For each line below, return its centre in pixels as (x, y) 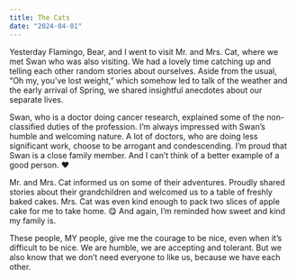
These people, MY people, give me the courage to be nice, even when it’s (146, 238)
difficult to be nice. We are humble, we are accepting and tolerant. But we (145, 247)
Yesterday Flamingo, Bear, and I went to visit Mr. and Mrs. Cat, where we (144, 51)
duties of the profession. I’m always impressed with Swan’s (156, 126)
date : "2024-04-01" (46, 26)
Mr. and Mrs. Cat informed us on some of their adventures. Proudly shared (148, 182)
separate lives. (36, 99)
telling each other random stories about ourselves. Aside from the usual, (143, 71)
